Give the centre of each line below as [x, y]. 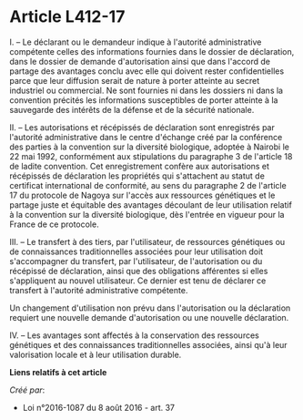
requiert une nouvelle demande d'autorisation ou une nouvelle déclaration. [149, 317]
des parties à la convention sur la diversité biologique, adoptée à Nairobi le [149, 147]
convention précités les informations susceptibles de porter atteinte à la [144, 100]
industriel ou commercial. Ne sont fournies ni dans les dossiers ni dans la [146, 90]
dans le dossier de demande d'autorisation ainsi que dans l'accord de [140, 61]
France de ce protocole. [54, 224]
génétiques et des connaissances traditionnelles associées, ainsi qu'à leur [149, 344]
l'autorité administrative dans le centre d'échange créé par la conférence [146, 137]
